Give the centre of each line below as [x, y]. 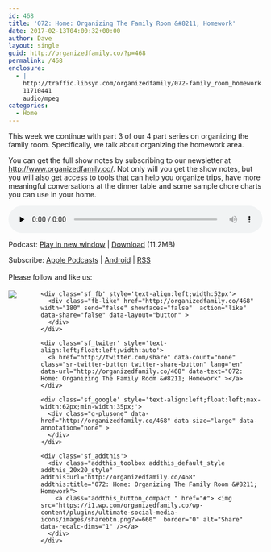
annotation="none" [71, 428]
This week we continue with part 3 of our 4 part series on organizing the [129, 136]
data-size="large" [205, 421]
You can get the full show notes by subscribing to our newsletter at [120, 160]
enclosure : [27, 68]
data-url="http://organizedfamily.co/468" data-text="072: [142, 371]
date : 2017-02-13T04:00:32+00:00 [65, 31]
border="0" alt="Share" [203, 520]
